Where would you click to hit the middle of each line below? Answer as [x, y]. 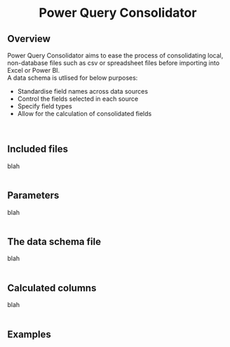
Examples [29, 334]
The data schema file [54, 242]
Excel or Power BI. [34, 70]
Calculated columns [52, 288]
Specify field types [45, 106]
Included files [38, 149]
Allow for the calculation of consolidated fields [84, 114]
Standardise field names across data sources [83, 91]
